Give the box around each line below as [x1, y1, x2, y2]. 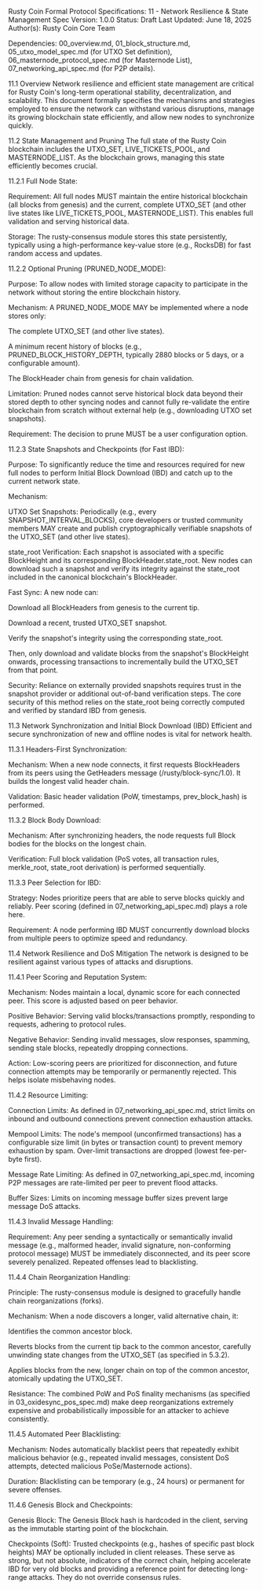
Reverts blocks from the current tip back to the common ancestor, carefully [8, 1342, 251, 1351]
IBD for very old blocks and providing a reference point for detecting [8, 1564, 229, 1573]
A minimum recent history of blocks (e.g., [8, 342, 142, 351]
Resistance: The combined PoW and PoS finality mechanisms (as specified [8, 1389, 250, 1398]
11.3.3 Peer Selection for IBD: [8, 878, 101, 887]
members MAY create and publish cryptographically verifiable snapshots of [8, 523, 253, 533]
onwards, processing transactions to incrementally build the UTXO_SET [8, 657, 239, 666]
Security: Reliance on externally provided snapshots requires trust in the [8, 681, 242, 690]
